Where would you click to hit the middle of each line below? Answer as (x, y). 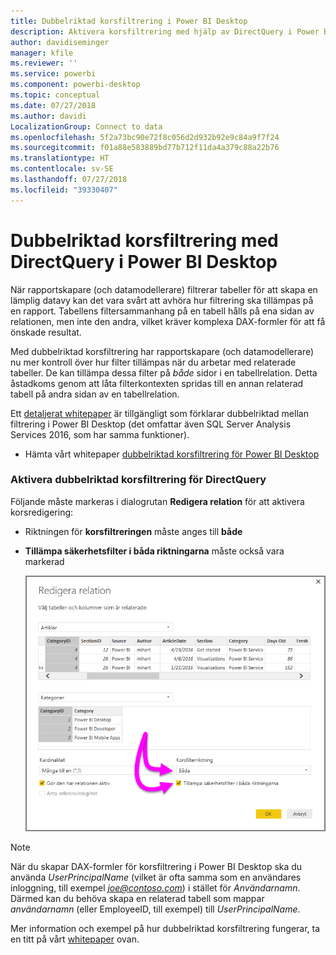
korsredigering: (42, 512)
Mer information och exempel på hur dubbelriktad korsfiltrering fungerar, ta (165, 929)
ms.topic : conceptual (55, 95)
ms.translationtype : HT (60, 158)
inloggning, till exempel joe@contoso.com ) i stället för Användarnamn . (155, 888)
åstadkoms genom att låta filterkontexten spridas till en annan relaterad (157, 383)
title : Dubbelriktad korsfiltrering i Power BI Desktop (129, 21)
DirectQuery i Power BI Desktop (144, 261)
